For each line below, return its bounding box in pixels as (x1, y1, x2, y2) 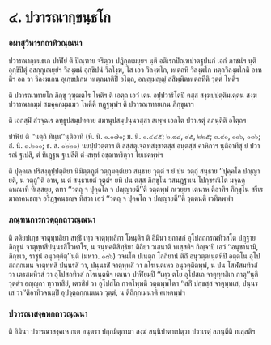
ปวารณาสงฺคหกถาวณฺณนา (8, 308, 88, 319)
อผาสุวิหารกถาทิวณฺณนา (8, 37, 83, 49)
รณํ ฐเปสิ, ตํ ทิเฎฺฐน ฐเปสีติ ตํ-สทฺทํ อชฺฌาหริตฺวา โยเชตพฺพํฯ (8, 150, 163, 160)
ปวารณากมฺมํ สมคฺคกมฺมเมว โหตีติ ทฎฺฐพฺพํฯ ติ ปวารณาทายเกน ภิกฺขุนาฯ (8, 100, 194, 109)
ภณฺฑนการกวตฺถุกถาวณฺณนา (8, 215, 95, 226)
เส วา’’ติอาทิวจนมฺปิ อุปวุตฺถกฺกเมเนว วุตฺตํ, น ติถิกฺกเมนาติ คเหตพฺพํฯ (8, 287, 186, 297)
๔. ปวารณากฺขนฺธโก (8, 8, 111, 27)
